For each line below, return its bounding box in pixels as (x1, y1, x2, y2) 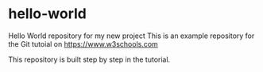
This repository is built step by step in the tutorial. (8, 55, 171, 64)
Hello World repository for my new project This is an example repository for (8, 31, 255, 40)
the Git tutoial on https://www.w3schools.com (8, 39, 159, 48)
